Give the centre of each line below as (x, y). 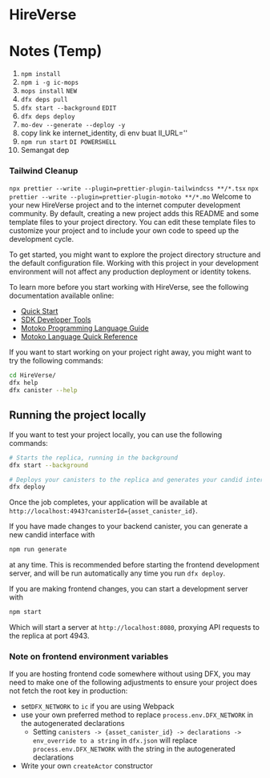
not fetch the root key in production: (69, 691)
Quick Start (39, 311)
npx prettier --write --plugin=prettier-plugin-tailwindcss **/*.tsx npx (134, 189)
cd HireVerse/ (33, 375)
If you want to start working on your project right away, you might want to (130, 352)
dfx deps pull (44, 100)
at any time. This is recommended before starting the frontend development (134, 565)
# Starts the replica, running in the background (94, 458)
